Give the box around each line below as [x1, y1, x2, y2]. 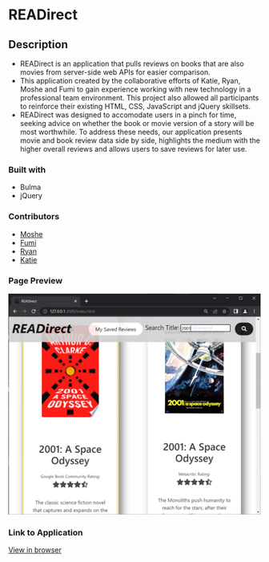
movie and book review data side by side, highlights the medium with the [19, 136, 261, 145]
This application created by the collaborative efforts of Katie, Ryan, [19, 76, 241, 85]
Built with [8, 164, 46, 175]
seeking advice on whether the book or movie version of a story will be [19, 119, 255, 128]
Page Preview [8, 275, 62, 286]
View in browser [8, 545, 62, 555]
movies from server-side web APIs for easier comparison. [19, 67, 211, 77]
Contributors [8, 211, 60, 222]
